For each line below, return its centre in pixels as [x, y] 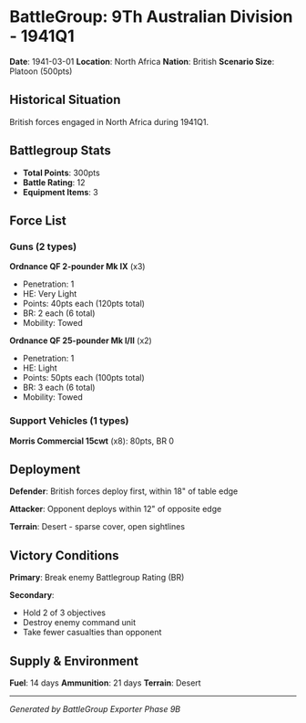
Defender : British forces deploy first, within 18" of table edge [124, 491]
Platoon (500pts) [41, 71]
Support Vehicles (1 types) [69, 421]
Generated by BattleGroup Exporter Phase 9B [95, 708]
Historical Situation [65, 100]
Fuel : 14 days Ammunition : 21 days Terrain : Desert [106, 683]
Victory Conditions [65, 555]
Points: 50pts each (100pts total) [84, 378]
